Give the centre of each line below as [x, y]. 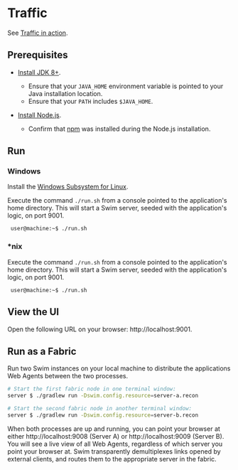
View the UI [33, 312]
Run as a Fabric [42, 351]
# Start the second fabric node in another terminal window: [100, 409]
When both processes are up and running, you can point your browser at [114, 429]
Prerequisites [38, 55]
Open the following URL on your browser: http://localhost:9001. [100, 329]
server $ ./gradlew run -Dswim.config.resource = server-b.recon [103, 415]
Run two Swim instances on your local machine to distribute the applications [119, 368]
